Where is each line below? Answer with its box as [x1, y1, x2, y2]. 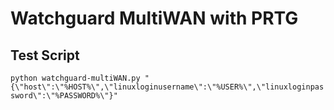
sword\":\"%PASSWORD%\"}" [10, 91, 118, 101]
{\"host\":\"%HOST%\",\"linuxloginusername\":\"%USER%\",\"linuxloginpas [10, 82, 325, 92]
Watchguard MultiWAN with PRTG [10, 7, 299, 30]
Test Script [10, 47, 80, 64]
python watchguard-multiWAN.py [10, 73, 141, 83]
